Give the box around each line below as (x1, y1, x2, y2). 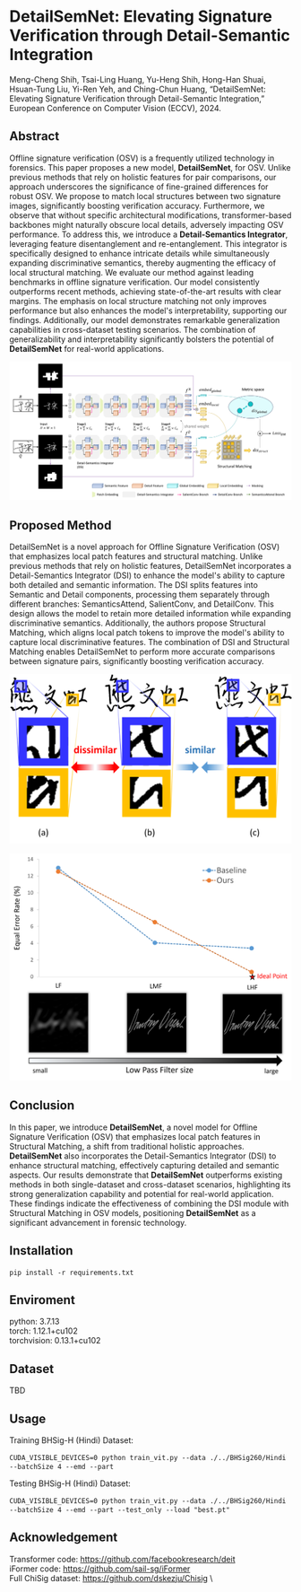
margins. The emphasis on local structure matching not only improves (9, 295, 267, 306)
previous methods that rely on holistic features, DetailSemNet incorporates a (9, 561, 292, 572)
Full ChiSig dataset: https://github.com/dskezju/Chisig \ (9, 1572, 213, 1583)
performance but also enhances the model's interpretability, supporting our (9, 305, 288, 316)
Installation (9, 1243, 73, 1258)
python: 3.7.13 (9, 1316, 60, 1327)
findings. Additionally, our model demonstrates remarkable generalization (9, 314, 280, 325)
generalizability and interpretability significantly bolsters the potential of (9, 334, 275, 345)
